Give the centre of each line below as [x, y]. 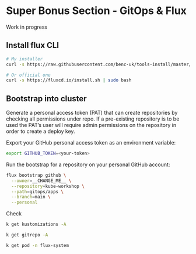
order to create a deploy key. [41, 131]
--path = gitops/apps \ [38, 191]
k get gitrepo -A [27, 235]
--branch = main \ [31, 197]
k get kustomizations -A [36, 224]
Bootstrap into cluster [46, 99]
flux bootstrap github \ [36, 175]
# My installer [24, 59]
